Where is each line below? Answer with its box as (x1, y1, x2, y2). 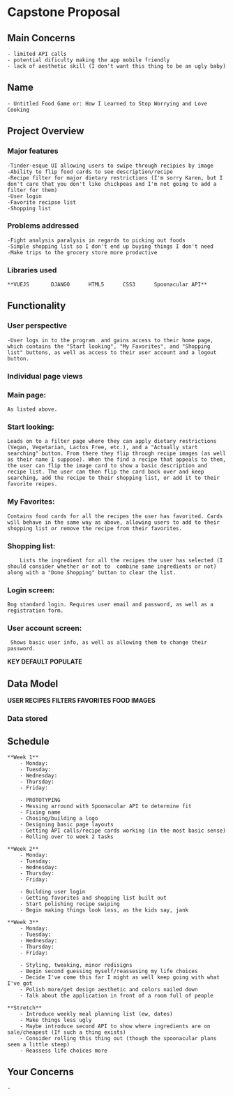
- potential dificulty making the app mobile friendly (7, 57, 170, 64)
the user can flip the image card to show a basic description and (7, 462, 208, 469)
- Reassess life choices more (20, 1047, 108, 1055)
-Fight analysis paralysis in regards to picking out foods (7, 237, 186, 244)
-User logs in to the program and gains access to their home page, (7, 337, 214, 344)
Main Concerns (7, 32, 75, 44)
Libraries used (7, 265, 57, 275)
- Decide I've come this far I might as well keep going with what (20, 974, 220, 981)
